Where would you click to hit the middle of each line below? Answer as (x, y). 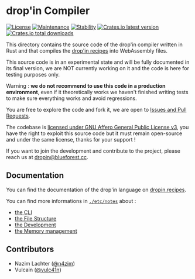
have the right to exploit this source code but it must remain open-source (94, 133)
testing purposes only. (33, 74)
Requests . (18, 116)
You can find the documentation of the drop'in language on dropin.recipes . (96, 190)
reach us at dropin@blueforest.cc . (47, 157)
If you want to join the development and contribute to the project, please (93, 151)
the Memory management (46, 231)
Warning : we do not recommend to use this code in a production (86, 85)
